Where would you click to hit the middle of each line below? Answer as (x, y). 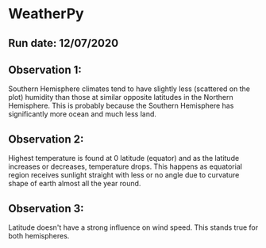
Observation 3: (46, 208)
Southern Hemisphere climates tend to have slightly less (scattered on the (129, 89)
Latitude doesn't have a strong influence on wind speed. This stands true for (133, 227)
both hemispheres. (39, 236)
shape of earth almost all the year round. (75, 184)
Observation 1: (45, 69)
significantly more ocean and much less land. (83, 114)
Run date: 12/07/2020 (64, 43)
